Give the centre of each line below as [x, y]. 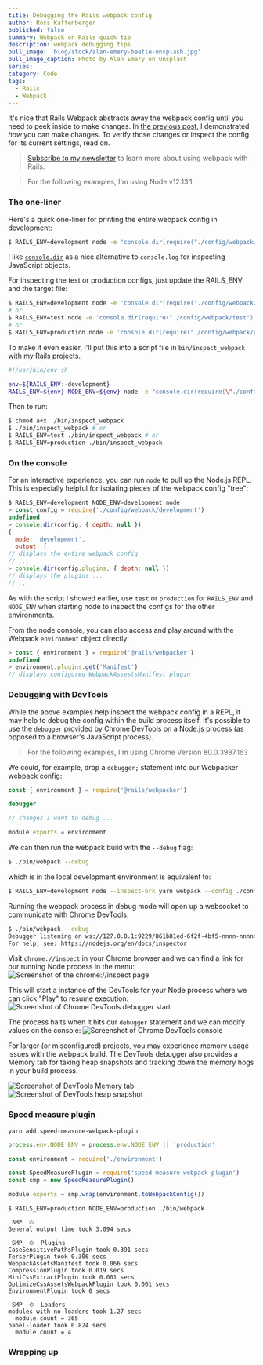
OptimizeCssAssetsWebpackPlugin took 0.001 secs [89, 1284]
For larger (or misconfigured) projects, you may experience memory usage [128, 1046]
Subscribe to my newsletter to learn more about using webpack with [137, 159]
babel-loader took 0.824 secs [58, 1326]
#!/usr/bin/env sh [38, 370]
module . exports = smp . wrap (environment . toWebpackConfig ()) [106, 1195]
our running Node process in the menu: [72, 967]
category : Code [33, 74]
